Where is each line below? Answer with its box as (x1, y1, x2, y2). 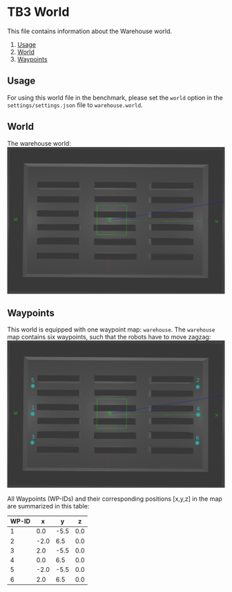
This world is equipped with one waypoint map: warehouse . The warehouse (7, 325, 215, 334)
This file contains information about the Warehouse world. (7, 27, 173, 35)
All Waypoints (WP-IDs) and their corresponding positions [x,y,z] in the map (7, 495, 222, 503)
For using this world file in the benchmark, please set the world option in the (7, 93, 223, 102)
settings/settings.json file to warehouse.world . (7, 101, 143, 109)
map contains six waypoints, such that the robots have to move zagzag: (7, 333, 211, 341)
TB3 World (7, 4, 70, 20)
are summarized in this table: (7, 502, 90, 510)
